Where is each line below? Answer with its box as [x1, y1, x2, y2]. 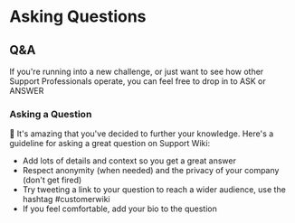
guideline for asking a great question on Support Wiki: [9, 138, 211, 149]
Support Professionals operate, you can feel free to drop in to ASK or [9, 76, 266, 87]
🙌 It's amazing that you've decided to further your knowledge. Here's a [9, 128, 274, 139]
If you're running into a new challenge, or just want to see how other [9, 66, 264, 77]
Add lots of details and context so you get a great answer [22, 155, 237, 166]
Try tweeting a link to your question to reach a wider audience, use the [22, 184, 287, 195]
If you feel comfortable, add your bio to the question [22, 203, 217, 214]
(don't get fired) [22, 174, 82, 186]
